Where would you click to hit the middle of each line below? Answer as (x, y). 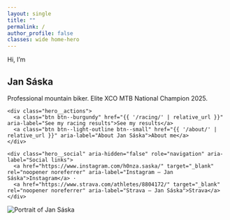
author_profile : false (40, 33)
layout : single (29, 14)
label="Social (28, 160)
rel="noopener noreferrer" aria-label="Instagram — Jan (90, 172)
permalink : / (26, 27)
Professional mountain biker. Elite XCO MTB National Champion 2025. (108, 98)
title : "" (22, 20)
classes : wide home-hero (43, 40)
